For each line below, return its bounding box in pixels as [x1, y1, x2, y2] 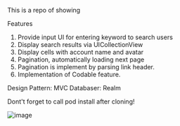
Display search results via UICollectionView [17, 41, 143, 48]
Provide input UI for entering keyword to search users [17, 33, 174, 41]
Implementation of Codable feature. [17, 70, 121, 78]
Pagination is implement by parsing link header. [17, 63, 155, 71]
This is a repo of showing [7, 6, 81, 14]
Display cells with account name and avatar [17, 48, 144, 56]
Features [7, 20, 33, 27]
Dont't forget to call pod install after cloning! [7, 97, 135, 106]
